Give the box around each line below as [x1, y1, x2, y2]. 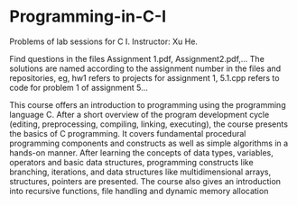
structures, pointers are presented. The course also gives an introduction [9, 175, 282, 186]
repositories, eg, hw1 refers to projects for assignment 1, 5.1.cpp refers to [9, 72, 280, 83]
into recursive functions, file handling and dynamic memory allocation [9, 185, 269, 196]
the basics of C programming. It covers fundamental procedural [9, 128, 246, 138]
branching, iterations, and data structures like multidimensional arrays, [9, 166, 272, 177]
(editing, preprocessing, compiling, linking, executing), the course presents [9, 119, 289, 129]
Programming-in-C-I [9, 6, 167, 27]
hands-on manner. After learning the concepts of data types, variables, [9, 147, 274, 158]
